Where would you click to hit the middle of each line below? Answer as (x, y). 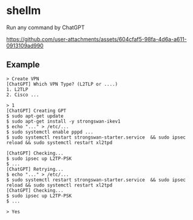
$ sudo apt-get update (35, 116)
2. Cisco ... (23, 95)
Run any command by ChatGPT (46, 27)
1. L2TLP (17, 89)
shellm (24, 11)
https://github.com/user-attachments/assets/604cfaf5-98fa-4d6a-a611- (96, 39)
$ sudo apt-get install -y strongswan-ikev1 (63, 121)
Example (23, 65)
